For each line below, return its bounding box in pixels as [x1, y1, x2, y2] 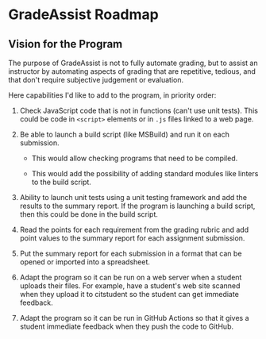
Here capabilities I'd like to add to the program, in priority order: [8, 91, 217, 100]
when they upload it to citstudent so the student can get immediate [19, 290, 240, 299]
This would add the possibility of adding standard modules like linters [31, 169, 259, 178]
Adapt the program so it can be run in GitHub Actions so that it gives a [19, 314, 249, 322]
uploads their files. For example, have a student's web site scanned [19, 281, 241, 291]
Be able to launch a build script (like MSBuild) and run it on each [19, 129, 230, 139]
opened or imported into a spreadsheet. [19, 257, 151, 267]
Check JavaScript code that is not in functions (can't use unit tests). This [19, 106, 258, 115]
